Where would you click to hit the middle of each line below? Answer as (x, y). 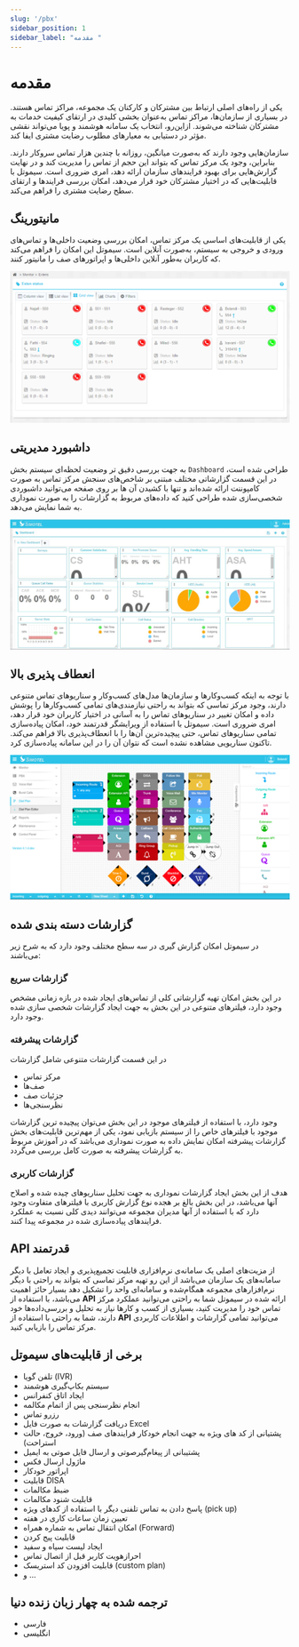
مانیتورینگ (35, 218)
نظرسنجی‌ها (43, 1104)
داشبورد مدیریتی (50, 448)
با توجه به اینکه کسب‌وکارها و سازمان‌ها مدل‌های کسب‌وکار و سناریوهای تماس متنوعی (149, 696)
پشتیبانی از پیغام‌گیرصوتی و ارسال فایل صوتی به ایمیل (111, 1451)
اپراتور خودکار (46, 1470)
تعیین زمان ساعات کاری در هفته (75, 1518)
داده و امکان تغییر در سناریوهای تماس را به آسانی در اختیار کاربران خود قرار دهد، (142, 715)
